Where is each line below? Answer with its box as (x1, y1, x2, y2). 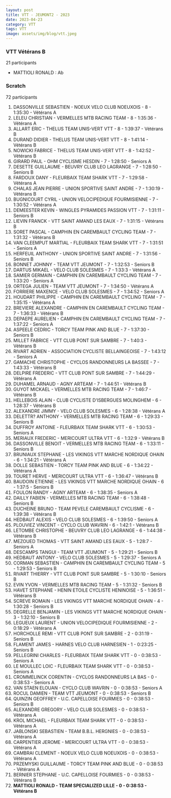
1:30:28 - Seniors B (13, 603, 54, 609)
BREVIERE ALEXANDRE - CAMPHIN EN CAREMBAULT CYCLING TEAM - (13, 304, 165, 311)
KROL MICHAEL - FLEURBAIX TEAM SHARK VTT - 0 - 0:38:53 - (13, 717, 148, 723)
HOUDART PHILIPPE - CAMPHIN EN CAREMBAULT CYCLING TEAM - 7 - (13, 294, 166, 300)
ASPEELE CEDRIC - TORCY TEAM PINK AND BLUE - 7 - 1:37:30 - (13, 326, 150, 333)
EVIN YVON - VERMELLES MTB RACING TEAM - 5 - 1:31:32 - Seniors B (13, 581, 162, 588)
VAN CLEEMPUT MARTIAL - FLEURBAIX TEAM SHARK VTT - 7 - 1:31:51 (13, 240, 163, 246)
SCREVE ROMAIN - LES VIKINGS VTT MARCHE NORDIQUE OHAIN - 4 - (13, 598, 164, 604)
